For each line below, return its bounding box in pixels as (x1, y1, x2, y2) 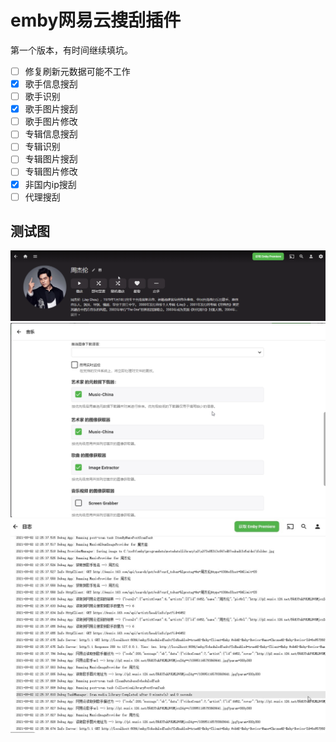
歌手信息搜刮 (24, 78, 78, 90)
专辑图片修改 (24, 166, 78, 178)
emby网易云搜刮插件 (10, 9, 182, 32)
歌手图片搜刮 (24, 103, 78, 115)
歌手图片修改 (24, 116, 78, 128)
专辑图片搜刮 (24, 153, 78, 165)
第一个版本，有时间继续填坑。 (10, 44, 133, 56)
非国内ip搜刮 (24, 178, 77, 190)
